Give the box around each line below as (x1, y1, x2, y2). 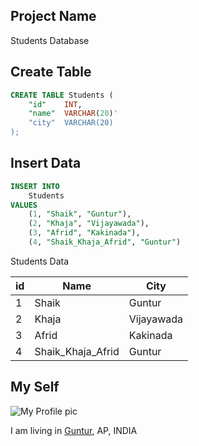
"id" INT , (28, 99, 83, 109)
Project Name (10, 8, 97, 25)
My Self (10, 379, 60, 396)
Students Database (10, 34, 90, 46)
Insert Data (10, 155, 82, 172)
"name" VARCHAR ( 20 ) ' (28, 109, 118, 119)
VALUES (10, 200, 38, 210)
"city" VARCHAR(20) (28, 118, 114, 128)
